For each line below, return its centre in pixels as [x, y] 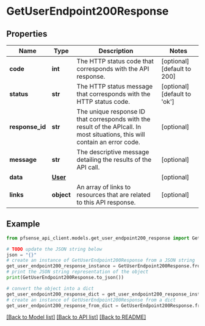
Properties [27, 34]
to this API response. [106, 202]
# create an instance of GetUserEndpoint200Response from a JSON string [101, 261]
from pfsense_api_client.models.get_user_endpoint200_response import [98, 238]
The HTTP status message [115, 86]
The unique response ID [111, 111]
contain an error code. [108, 142]
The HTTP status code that [115, 61]
